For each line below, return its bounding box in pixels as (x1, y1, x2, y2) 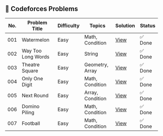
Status (140, 22, 156, 29)
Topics (89, 22, 106, 29)
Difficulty (57, 22, 80, 29)
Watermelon (21, 36, 50, 43)
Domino (21, 103, 40, 109)
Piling (21, 109, 35, 116)
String (84, 50, 98, 57)
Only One (21, 75, 44, 82)
